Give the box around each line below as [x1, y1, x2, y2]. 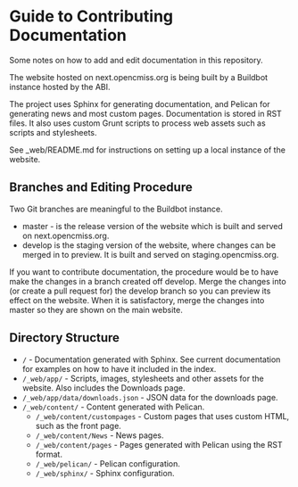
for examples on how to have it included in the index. [21, 363, 217, 374]
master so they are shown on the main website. [9, 304, 183, 315]
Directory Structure [9, 330, 120, 345]
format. [35, 449, 62, 459]
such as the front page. [35, 420, 122, 431]
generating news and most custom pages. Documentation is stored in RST [9, 108, 283, 119]
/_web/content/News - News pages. [35, 430, 164, 441]
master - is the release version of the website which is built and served [21, 220, 283, 231]
